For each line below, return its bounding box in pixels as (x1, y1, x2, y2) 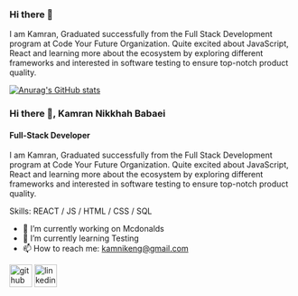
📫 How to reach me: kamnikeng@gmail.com (22, 243, 189, 254)
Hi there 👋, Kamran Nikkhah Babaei (9, 108, 166, 120)
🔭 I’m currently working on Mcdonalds (22, 224, 164, 234)
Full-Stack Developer (9, 129, 90, 140)
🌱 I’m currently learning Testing (22, 233, 140, 243)
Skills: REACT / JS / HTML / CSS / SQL (9, 205, 153, 216)
